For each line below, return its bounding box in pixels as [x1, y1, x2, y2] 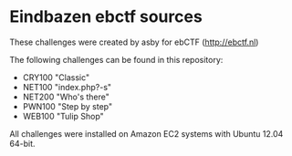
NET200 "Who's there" [22, 91, 109, 102]
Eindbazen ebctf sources [9, 6, 203, 27]
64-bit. [9, 138, 36, 149]
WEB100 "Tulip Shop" [22, 110, 105, 121]
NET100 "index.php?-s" [22, 81, 112, 92]
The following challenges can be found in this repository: [9, 54, 224, 65]
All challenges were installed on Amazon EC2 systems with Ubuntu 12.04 [9, 128, 284, 139]
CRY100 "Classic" [22, 71, 89, 83]
